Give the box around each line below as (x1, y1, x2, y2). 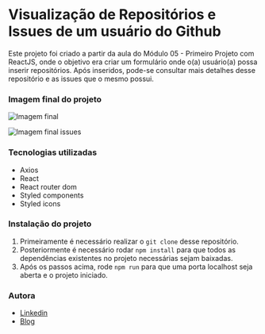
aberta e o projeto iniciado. (19, 270, 109, 279)
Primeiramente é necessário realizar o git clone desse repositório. (19, 236, 240, 246)
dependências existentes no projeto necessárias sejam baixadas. (19, 253, 233, 263)
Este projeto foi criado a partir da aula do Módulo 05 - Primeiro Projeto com (8, 48, 255, 58)
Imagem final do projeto (8, 94, 102, 105)
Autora (8, 290, 36, 301)
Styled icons (19, 198, 61, 208)
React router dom (19, 182, 78, 191)
